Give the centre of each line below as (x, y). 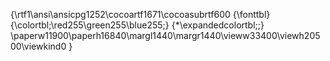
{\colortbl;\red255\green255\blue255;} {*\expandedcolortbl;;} (137, 25)
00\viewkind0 (38, 46)
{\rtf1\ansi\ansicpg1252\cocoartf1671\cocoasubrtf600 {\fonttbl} (140, 14)
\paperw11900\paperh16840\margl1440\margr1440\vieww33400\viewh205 (165, 35)
